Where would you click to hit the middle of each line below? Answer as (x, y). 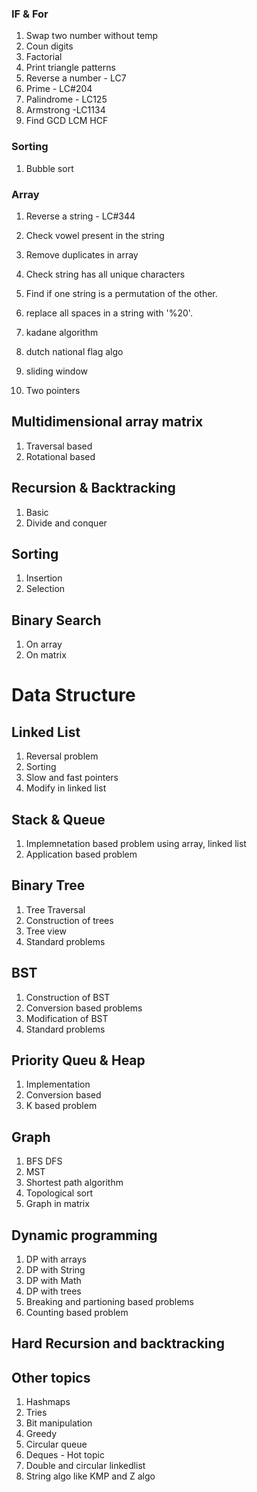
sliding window (57, 371)
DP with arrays (56, 1259)
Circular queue (56, 1444)
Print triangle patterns (70, 68)
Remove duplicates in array (82, 254)
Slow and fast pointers (72, 778)
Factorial (44, 57)
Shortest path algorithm (74, 1183)
